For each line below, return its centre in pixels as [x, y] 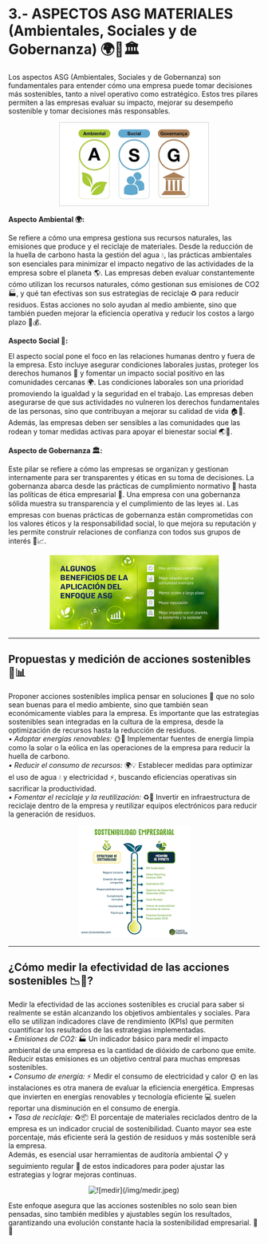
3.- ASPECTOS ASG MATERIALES [121, 14]
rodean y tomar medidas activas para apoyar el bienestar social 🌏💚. [120, 431]
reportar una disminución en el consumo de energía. [95, 1108]
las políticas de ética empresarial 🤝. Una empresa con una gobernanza [124, 494]
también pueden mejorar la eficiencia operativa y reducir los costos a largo [131, 313]
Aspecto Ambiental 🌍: [47, 219]
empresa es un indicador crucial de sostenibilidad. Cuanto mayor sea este [130, 1128]
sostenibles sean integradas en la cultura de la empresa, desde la [116, 721]
